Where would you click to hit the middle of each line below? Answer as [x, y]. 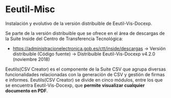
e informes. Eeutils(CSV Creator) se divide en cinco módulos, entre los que [84, 80]
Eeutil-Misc [30, 9]
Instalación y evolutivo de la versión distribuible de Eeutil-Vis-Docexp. [79, 23]
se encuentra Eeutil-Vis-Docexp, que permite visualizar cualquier [75, 85]
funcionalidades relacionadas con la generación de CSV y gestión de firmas [85, 74]
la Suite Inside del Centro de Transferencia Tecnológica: [64, 39]
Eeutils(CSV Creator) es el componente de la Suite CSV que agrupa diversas [86, 69]
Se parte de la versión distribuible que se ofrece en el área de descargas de [85, 33]
